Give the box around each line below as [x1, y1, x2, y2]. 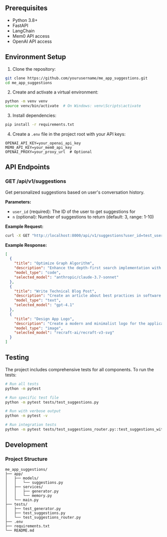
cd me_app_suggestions [5, 80, 52, 85]
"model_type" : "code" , [14, 270, 61, 275]
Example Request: [5, 223, 44, 229]
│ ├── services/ [5, 484, 43, 489]
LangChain [12, 27, 35, 34]
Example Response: [5, 242, 47, 248]
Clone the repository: [12, 66, 56, 72]
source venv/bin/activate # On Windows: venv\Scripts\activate [5, 104, 141, 108]
